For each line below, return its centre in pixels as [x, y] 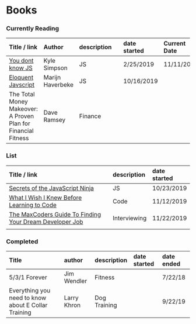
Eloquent [21, 78]
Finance [90, 116]
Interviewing [130, 218]
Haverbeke [59, 85]
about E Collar [28, 305]
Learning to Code [33, 205]
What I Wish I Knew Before [45, 198]
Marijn [52, 78]
